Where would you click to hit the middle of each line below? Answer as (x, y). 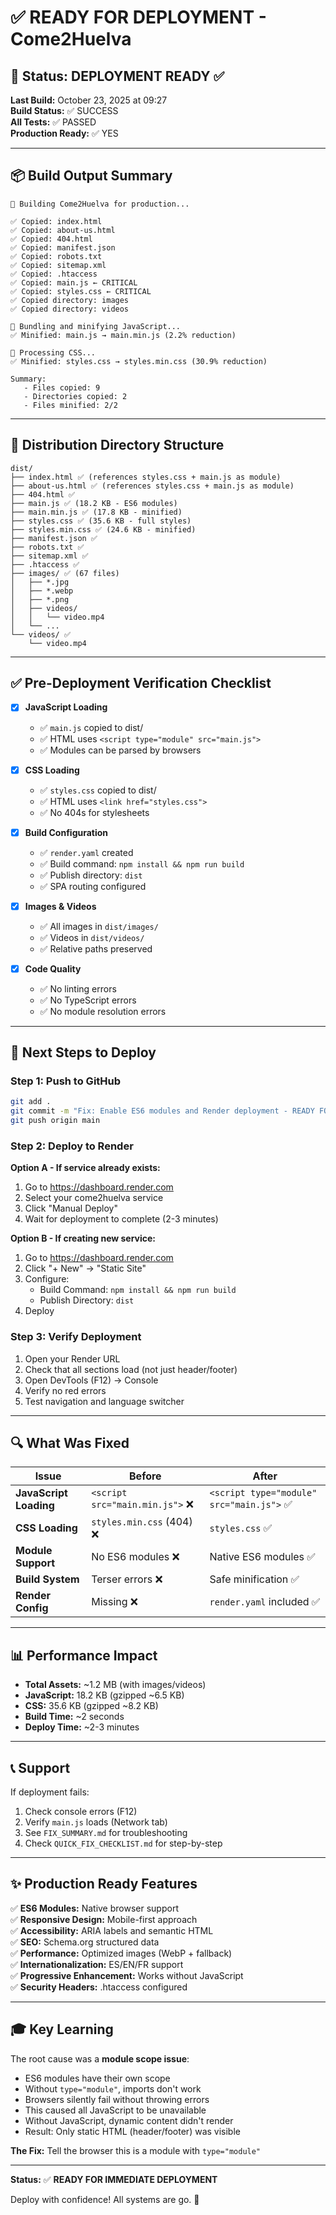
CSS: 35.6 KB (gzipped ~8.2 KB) (91, 1706)
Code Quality (53, 968)
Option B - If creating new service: (83, 1238)
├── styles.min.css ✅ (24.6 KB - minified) (103, 529)
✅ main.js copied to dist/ (91, 727)
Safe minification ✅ (254, 1579)
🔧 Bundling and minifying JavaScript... (96, 326)
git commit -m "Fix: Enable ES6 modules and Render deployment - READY (162, 1111)
